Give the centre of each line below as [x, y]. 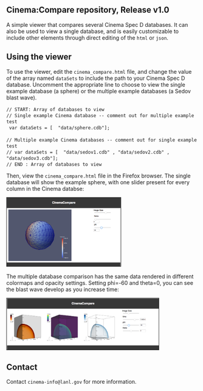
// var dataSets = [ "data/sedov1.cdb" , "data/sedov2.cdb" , [88, 152]
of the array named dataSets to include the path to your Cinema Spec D [96, 78]
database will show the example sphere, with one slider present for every [98, 182]
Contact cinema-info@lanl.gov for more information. [71, 382]
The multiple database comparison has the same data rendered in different [100, 276]
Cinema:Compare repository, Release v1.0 [88, 10]
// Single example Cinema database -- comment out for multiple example [100, 115]
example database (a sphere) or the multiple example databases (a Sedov [99, 91]
